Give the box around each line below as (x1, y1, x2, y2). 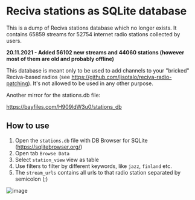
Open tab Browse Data (14, 149, 70, 156)
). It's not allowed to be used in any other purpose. (28, 80, 154, 87)
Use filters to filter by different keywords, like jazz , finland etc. (14, 162, 172, 170)
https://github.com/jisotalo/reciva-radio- (71, 73, 172, 80)
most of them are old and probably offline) (6, 55, 115, 62)
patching (6, 80, 28, 87)
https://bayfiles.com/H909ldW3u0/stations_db (6, 103, 122, 110)
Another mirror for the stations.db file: (6, 91, 101, 98)
